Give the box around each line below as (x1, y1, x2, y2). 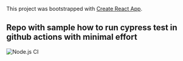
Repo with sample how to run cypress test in (6, 22, 178, 33)
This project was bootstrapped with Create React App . (6, 5, 143, 12)
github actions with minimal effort (6, 32, 138, 42)
